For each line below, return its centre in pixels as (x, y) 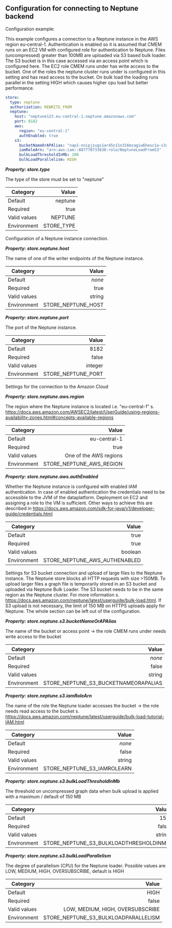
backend (20, 17)
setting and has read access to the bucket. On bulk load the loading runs (82, 77)
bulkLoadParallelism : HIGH (48, 160)
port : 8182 (26, 121)
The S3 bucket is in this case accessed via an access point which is (77, 61)
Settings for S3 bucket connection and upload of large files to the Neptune (84, 573)
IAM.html (15, 722)
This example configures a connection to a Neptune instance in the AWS (82, 39)
